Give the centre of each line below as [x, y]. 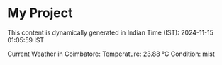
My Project [40, 13]
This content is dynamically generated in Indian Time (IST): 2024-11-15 [111, 32]
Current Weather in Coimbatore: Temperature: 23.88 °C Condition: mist [111, 54]
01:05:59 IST [26, 40]
